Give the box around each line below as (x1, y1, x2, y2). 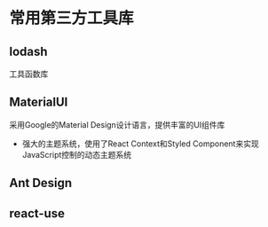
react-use (9, 206, 65, 221)
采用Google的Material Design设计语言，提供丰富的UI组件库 (9, 119, 225, 129)
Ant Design (9, 176, 73, 191)
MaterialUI (9, 95, 68, 110)
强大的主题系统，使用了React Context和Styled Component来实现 (21, 138, 259, 149)
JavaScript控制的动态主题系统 (21, 149, 132, 160)
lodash (9, 43, 48, 59)
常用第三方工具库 (9, 8, 135, 28)
